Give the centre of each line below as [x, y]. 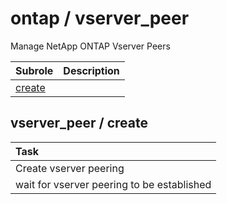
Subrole [34, 70]
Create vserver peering [70, 168]
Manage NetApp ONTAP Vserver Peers [90, 46]
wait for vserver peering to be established [113, 184]
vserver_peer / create [79, 123]
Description [91, 70]
